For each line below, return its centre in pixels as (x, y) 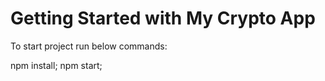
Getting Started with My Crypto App (163, 18)
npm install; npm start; (56, 65)
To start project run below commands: (89, 46)
